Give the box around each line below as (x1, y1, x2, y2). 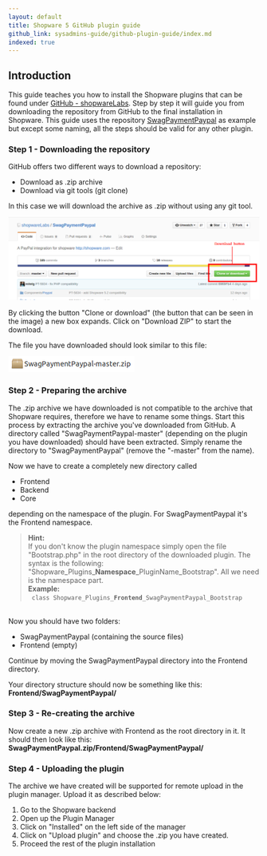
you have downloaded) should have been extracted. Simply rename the (8, 437, 243, 446)
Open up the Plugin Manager (19, 814, 115, 823)
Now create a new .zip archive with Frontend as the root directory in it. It (8, 726, 245, 735)
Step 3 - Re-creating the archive (8, 707, 135, 719)
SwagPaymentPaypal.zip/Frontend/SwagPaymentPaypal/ (8, 743, 204, 752)
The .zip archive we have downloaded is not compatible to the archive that (8, 403, 253, 413)
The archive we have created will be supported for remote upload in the (8, 781, 244, 791)
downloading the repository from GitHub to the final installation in (8, 107, 223, 117)
